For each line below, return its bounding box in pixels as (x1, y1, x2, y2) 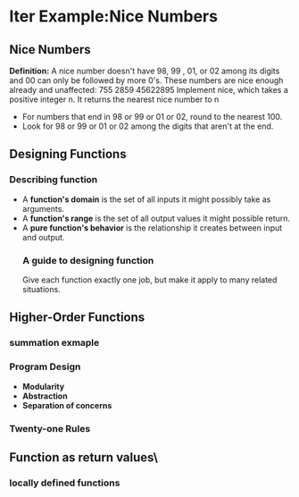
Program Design (9, 360, 81, 373)
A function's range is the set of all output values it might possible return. (21, 213, 291, 223)
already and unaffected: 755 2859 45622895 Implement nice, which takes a (9, 85, 288, 95)
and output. (21, 232, 65, 242)
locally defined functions (9, 476, 120, 489)
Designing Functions (9, 147, 127, 162)
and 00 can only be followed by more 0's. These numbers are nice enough (9, 75, 284, 86)
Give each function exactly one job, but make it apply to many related (21, 274, 278, 285)
